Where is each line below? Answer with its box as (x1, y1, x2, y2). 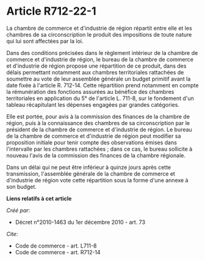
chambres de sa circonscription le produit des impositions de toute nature (6, 30, 192, 38)
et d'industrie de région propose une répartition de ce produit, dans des (6, 62, 187, 70)
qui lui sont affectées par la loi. (6, 37, 84, 45)
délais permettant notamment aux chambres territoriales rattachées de (6, 68, 184, 76)
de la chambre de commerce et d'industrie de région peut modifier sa (6, 132, 181, 140)
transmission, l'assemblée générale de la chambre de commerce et (6, 170, 176, 177)
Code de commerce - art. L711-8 (15, 242, 97, 249)
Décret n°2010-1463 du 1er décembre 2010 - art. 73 (15, 218, 145, 226)
